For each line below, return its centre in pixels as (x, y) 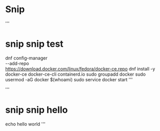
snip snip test (34, 44)
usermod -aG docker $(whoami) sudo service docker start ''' (69, 79)
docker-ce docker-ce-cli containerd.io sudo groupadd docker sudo (75, 74)
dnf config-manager (26, 58)
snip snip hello (37, 110)
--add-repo (17, 63)
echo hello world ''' (25, 124)
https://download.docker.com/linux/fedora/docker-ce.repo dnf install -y (80, 69)
